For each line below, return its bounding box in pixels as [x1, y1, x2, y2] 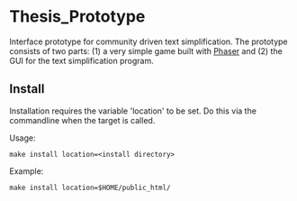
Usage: [9, 132, 36, 143]
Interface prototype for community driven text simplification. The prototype [9, 36, 288, 47]
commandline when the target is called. [9, 114, 156, 125]
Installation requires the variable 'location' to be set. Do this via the [9, 105, 256, 116]
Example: [9, 165, 44, 177]
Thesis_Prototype [9, 6, 146, 27]
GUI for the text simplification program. [9, 55, 155, 66]
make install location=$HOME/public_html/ [9, 183, 171, 192]
